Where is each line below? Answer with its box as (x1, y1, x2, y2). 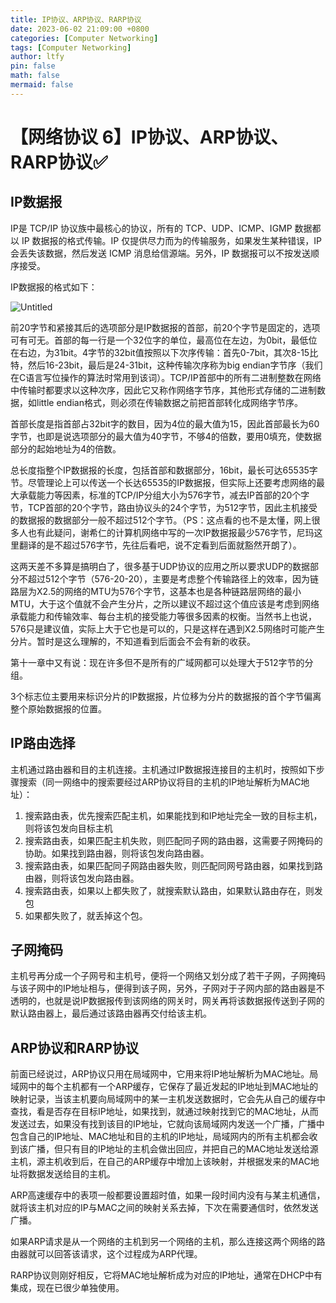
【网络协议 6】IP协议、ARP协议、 (10, 126, 289, 148)
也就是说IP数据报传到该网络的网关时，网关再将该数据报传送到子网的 (44, 995, 325, 1007)
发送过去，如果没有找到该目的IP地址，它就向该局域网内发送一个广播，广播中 (10, 1118, 325, 1130)
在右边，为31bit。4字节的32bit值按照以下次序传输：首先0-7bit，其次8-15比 (10, 346, 319, 358)
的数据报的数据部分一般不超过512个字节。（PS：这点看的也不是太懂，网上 (10, 514, 312, 526)
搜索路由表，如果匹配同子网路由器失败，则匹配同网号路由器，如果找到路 (24, 859, 323, 871)
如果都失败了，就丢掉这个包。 (24, 909, 148, 921)
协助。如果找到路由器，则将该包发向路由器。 (24, 847, 210, 859)
